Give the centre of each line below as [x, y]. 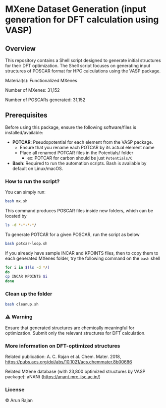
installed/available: [24, 132]
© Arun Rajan [19, 401]
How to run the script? [32, 181]
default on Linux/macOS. [38, 168]
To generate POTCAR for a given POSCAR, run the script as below [72, 234]
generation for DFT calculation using [82, 20]
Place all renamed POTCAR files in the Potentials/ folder [77, 153]
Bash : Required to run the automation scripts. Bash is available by [79, 163]
